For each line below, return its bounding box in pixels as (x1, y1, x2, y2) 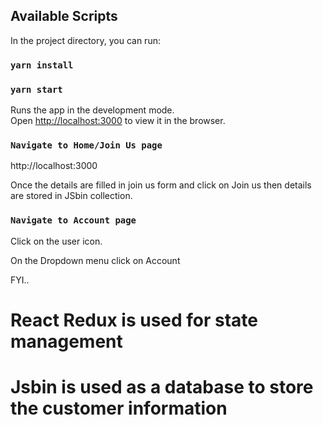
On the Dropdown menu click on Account (10, 254, 181, 266)
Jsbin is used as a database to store (10, 376, 314, 398)
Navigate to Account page (10, 215, 137, 226)
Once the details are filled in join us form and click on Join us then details (10, 179, 312, 191)
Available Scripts (10, 8, 118, 25)
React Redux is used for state (10, 309, 259, 331)
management (10, 330, 123, 353)
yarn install (10, 59, 74, 71)
